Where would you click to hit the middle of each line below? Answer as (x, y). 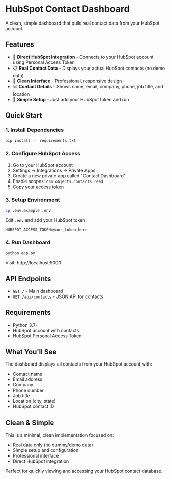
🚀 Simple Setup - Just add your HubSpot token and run (71, 99)
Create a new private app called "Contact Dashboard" (69, 176)
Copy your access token (38, 187)
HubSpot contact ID (33, 406)
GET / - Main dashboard (38, 291)
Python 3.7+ (25, 325)
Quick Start (24, 116)
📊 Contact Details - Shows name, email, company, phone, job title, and (88, 86)
